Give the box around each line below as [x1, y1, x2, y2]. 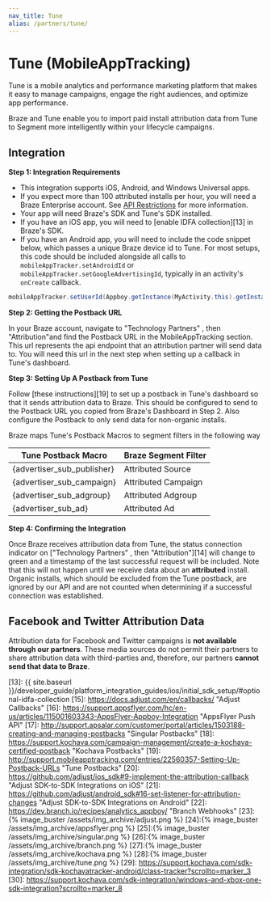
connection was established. [8, 591, 104, 601]
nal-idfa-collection [8, 694, 70, 704]
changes [8, 797, 38, 807]
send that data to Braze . [8, 661, 90, 671]
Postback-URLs [8, 763, 60, 772]
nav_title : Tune [8, 11, 63, 20]
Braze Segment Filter [123, 450, 207, 461]
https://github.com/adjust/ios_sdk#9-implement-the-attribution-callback [8, 772, 249, 781]
